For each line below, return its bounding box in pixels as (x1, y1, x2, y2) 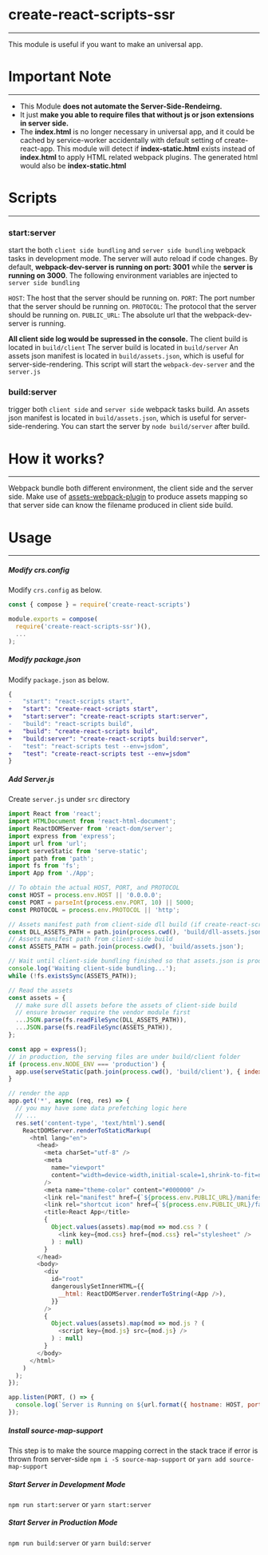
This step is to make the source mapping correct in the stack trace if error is (8, 1446, 258, 1455)
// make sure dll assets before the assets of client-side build (15, 1001, 238, 1010)
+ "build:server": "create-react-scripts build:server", (8, 735, 209, 743)
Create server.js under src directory (8, 795, 130, 804)
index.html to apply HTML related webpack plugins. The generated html (19, 152, 258, 161)
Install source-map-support (8, 1426, 104, 1435)
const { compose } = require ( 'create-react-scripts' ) (8, 601, 191, 609)
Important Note (8, 68, 112, 85)
